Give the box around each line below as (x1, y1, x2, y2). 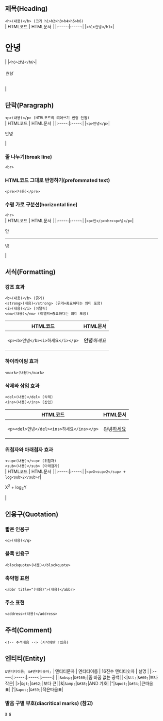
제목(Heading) (5, 4, 48, 13)
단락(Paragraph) (5, 101, 54, 109)
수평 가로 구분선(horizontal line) (5, 201, 78, 208)
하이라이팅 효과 (5, 358, 39, 365)
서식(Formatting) (5, 268, 56, 276)
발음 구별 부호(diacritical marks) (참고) (5, 700, 93, 706)
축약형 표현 (5, 575, 30, 581)
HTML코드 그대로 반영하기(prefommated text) (5, 177, 110, 183)
